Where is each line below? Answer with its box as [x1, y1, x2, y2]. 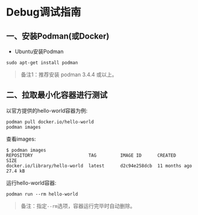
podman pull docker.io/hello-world [6, 119, 94, 125]
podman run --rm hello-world [6, 191, 78, 197]
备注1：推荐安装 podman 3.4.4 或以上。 [20, 71, 117, 78]
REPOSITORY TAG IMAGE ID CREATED [6, 152, 177, 158]
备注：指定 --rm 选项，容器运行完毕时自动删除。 [20, 202, 136, 209]
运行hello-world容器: [6, 179, 57, 186]
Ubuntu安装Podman [14, 48, 64, 55]
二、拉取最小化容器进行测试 [6, 90, 108, 100]
